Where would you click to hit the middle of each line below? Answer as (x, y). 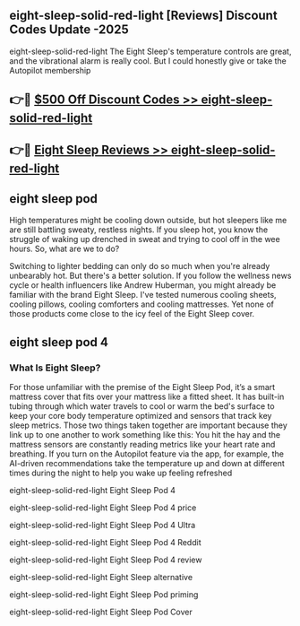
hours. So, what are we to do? (64, 249)
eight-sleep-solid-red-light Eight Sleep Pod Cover (101, 612)
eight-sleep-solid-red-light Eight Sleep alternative (101, 578)
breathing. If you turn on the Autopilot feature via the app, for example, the (147, 454)
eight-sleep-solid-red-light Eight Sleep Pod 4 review (106, 560)
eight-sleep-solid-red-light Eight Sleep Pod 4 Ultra (103, 526)
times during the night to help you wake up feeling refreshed (121, 473)
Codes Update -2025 (69, 30)
